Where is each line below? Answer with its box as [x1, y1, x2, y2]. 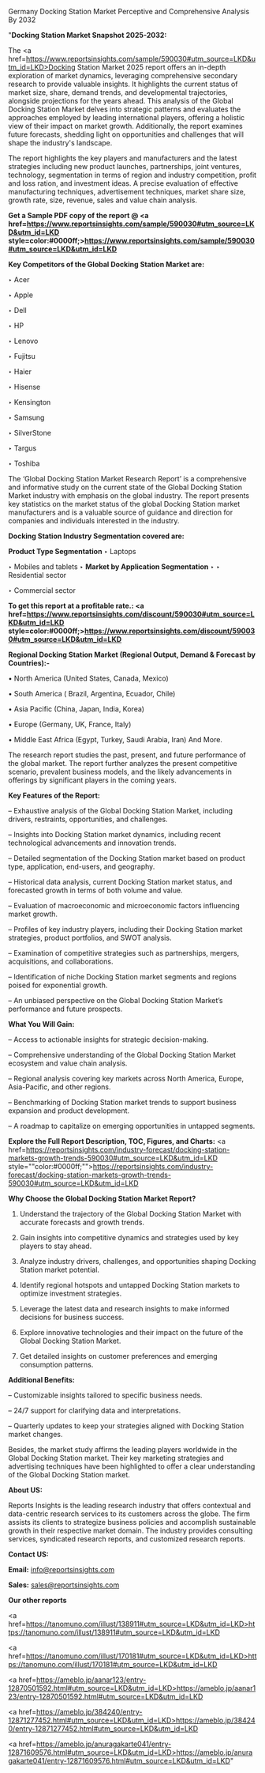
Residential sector [8, 571, 67, 579]
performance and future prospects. [8, 1004, 123, 1013]
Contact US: [8, 1549, 49, 1559]
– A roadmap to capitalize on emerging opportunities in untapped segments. [8, 1122, 256, 1130]
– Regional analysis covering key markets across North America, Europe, [8, 1074, 244, 1083]
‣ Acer [8, 275, 30, 284]
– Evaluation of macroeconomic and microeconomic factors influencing [8, 901, 240, 910]
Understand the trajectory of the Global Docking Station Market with [19, 1209, 242, 1218]
